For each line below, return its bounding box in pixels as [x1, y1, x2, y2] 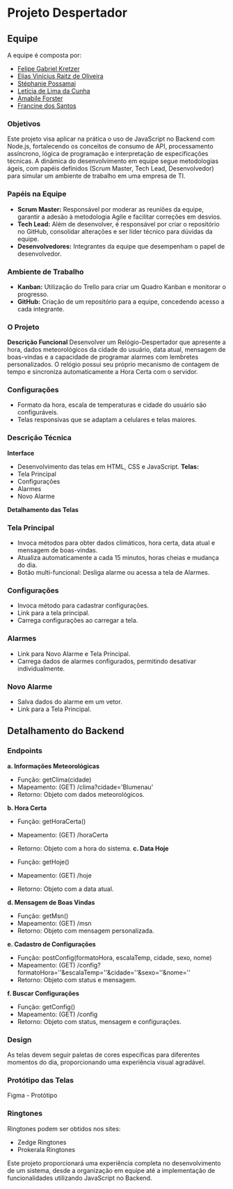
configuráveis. [17, 408, 59, 417]
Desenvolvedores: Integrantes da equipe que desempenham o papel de [17, 242, 225, 250]
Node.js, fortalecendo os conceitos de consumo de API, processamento [7, 142, 214, 150]
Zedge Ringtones [17, 1137, 67, 1147]
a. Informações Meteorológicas [7, 761, 99, 770]
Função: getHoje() [17, 857, 70, 866]
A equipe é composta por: [7, 51, 82, 59]
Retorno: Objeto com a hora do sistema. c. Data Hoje [17, 844, 169, 853]
